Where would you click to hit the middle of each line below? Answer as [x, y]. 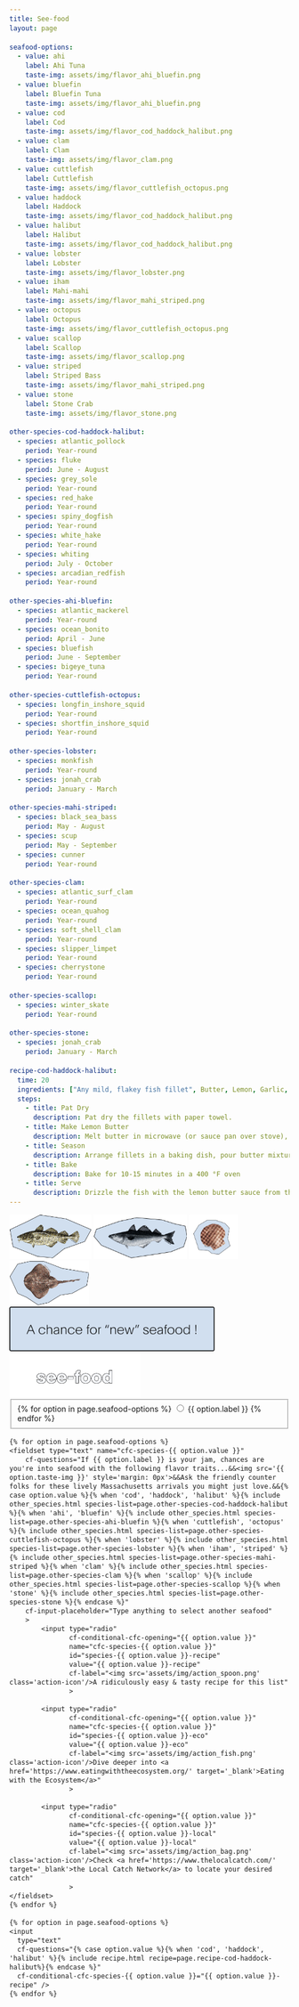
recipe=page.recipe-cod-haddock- [210, 1958]
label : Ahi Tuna [56, 66]
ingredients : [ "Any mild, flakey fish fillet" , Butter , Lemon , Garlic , [153, 1089]
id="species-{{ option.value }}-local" [143, 1833]
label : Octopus [53, 319]
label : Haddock [53, 207]
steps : [29, 1099]
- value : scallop [49, 338]
